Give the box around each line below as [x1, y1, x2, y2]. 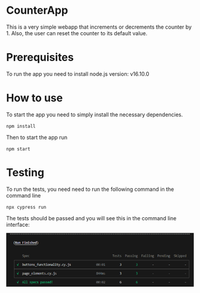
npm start [6, 146, 31, 152]
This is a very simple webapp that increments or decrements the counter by [6, 23, 192, 30]
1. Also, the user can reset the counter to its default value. [6, 29, 148, 36]
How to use [6, 91, 63, 105]
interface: [6, 221, 30, 228]
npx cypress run [6, 204, 46, 210]
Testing [6, 166, 45, 179]
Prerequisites [6, 51, 74, 64]
